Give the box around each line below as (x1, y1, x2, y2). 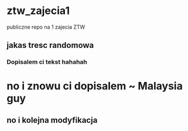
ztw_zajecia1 (6, 4, 70, 18)
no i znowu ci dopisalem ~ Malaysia (6, 80, 183, 93)
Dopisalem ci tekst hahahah (6, 58, 87, 66)
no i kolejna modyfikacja (6, 115, 98, 125)
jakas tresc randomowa (6, 40, 94, 50)
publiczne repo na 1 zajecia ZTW (6, 23, 86, 30)
